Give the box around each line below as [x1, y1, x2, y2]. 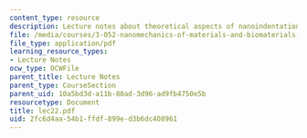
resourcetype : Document [9, 97, 101, 107]
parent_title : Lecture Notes [9, 73, 121, 82]
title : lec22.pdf [9, 106, 76, 115]
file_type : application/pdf [9, 38, 117, 48]
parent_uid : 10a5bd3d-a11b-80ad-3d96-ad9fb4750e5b [9, 89, 206, 98]
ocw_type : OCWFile [9, 64, 79, 74]
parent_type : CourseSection [9, 81, 117, 90]
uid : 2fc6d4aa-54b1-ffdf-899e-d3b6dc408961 [9, 114, 178, 123]
